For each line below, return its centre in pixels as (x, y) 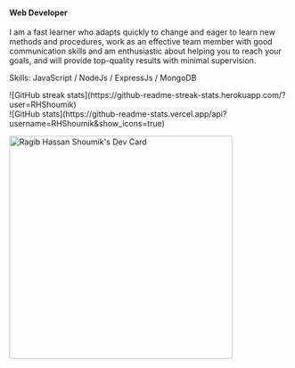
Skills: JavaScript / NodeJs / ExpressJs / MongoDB (103, 78)
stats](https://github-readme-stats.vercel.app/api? (134, 114)
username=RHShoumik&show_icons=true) (87, 124)
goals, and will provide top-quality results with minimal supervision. (133, 61)
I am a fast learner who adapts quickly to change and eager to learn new (143, 32)
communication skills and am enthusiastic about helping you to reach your (146, 51)
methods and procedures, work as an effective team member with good (141, 42)
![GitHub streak (37, 95)
